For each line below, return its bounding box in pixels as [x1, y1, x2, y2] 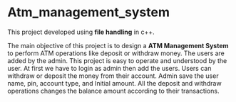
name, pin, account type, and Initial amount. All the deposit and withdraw [7, 79, 222, 87]
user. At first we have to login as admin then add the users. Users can [7, 64, 212, 72]
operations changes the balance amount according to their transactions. [7, 86, 220, 95]
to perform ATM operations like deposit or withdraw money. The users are [7, 49, 225, 57]
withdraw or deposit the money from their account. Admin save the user [7, 72, 219, 80]
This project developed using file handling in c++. [7, 28, 155, 36]
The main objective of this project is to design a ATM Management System [7, 41, 230, 50]
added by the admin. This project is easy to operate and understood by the [7, 56, 227, 64]
